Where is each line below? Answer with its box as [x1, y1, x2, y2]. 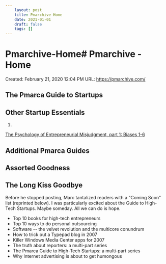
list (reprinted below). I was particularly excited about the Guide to [5, 200, 144, 206]
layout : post [14, 7, 42, 13]
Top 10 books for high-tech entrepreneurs [12, 215, 101, 221]
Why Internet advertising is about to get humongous [12, 253, 122, 259]
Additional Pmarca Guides [5, 146, 90, 155]
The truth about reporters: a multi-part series [12, 242, 107, 248]
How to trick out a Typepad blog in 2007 [12, 231, 98, 237]
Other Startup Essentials [5, 108, 85, 117]
